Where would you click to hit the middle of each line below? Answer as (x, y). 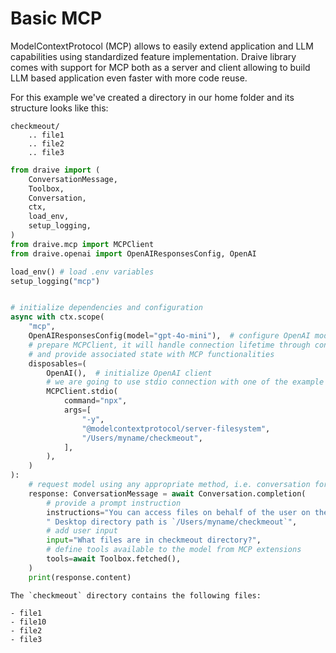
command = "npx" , (95, 401)
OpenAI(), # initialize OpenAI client (129, 373)
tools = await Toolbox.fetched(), (114, 559)
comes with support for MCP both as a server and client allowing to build (160, 67)
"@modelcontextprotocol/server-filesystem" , (176, 428)
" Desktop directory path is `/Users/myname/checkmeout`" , (172, 522)
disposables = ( (57, 363)
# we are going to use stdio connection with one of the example (185, 382)
